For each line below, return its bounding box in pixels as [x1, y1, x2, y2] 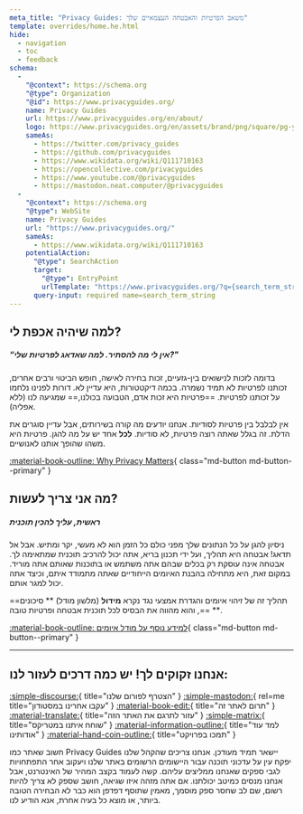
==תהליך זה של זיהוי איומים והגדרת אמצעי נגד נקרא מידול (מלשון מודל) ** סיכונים [9, 595, 288, 606]
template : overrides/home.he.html [9, 22, 140, 31]
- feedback [17, 55, 59, 64]
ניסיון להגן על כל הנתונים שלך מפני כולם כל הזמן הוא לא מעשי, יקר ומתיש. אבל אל [9, 539, 285, 550]
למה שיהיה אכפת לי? [9, 324, 122, 339]
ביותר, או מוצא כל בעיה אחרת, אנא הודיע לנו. [9, 795, 161, 806]
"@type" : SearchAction [32, 257, 119, 267]
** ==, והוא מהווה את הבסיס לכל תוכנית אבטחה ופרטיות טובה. [9, 605, 223, 616]
